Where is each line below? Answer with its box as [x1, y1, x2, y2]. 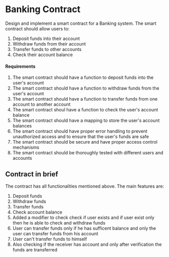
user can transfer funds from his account [12, 230, 99, 236]
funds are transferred [12, 246, 57, 252]
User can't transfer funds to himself [12, 236, 87, 242]
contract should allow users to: [5, 25, 70, 31]
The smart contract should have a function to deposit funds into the [12, 74, 154, 80]
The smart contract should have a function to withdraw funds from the [12, 85, 159, 92]
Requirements [5, 63, 36, 69]
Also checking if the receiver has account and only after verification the [12, 241, 162, 247]
